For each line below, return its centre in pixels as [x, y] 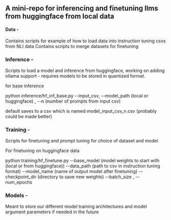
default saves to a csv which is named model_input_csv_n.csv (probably [81, 111]
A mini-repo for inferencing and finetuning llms [82, 8]
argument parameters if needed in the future [52, 212]
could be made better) [29, 116]
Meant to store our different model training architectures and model [76, 207]
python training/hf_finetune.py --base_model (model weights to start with [82, 161]
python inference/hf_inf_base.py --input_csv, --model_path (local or [77, 95]
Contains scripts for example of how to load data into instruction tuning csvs [86, 41]
